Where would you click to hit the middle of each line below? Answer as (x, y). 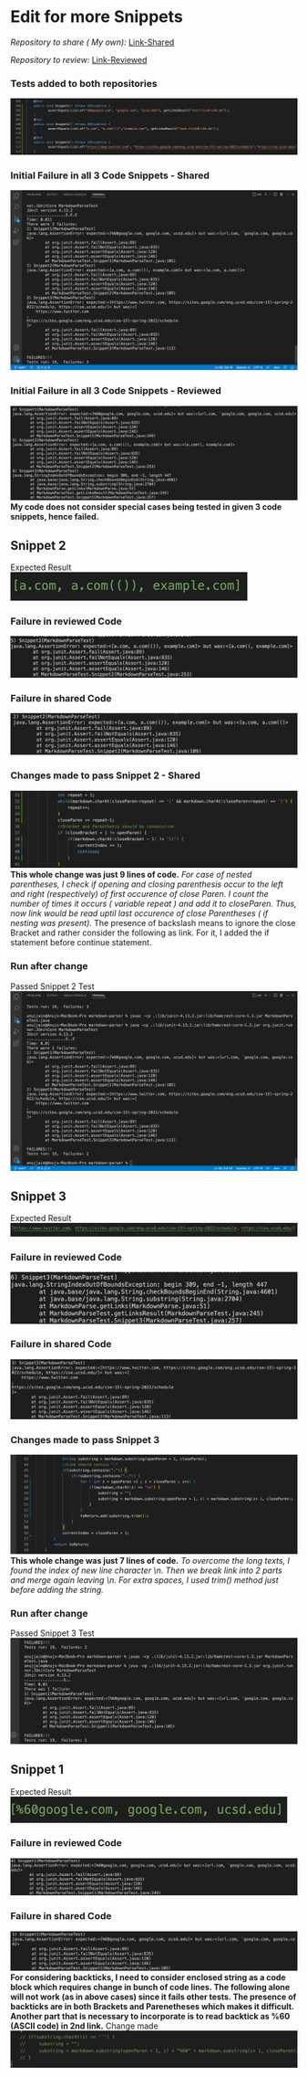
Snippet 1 (37, 1770)
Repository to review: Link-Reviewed (79, 59)
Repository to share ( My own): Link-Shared (92, 42)
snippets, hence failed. (55, 517)
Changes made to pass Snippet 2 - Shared (106, 775)
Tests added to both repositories (84, 83)
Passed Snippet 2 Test (52, 986)
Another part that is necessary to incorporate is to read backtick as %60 (150, 2017)
